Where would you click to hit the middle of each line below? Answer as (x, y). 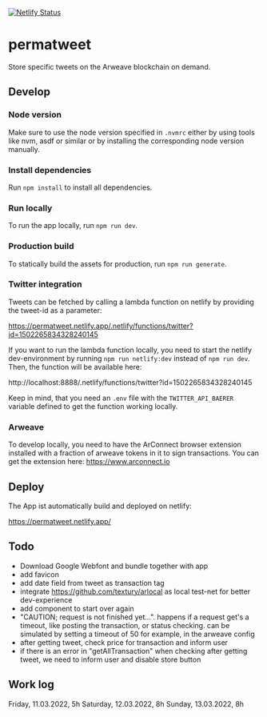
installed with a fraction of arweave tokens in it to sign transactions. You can (134, 453)
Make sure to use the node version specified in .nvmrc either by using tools (132, 132)
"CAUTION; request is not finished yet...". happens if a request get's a (134, 617)
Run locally (30, 208)
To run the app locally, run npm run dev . (73, 226)
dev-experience (46, 599)
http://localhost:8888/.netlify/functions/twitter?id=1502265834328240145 (130, 382)
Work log (31, 685)
